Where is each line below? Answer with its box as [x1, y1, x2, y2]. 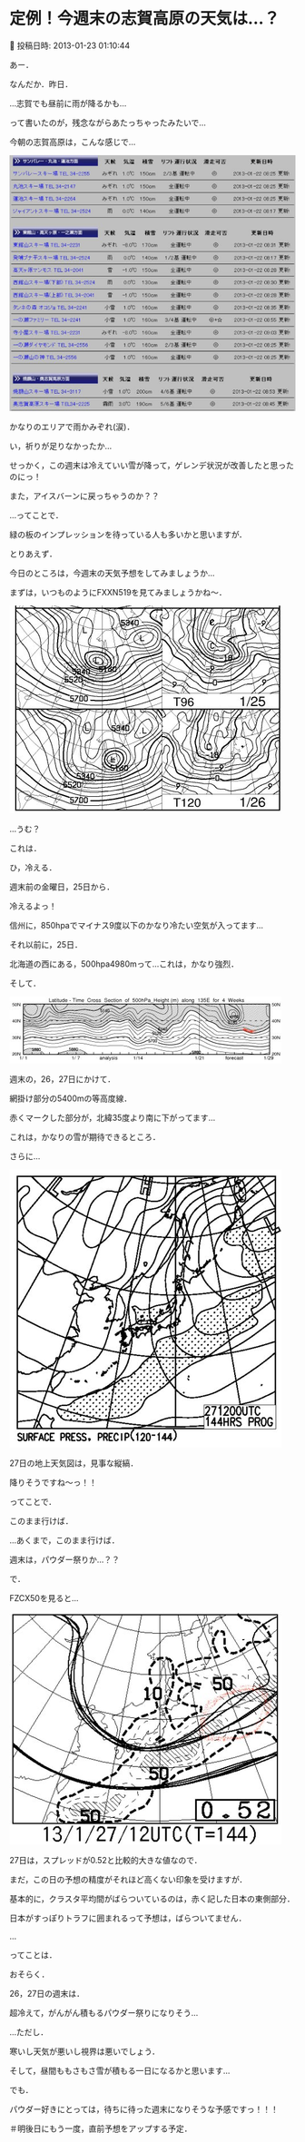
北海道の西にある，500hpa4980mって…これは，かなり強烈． [9, 958, 239, 969]
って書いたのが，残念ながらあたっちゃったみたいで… [9, 117, 207, 128]
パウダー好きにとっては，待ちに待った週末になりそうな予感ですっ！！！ [9, 2104, 280, 2115]
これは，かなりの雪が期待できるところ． [9, 1132, 161, 1143]
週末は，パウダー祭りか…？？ [9, 1554, 121, 1566]
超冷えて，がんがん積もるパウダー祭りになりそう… [9, 2008, 199, 2019]
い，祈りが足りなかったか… [9, 441, 113, 452]
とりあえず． [9, 548, 57, 559]
